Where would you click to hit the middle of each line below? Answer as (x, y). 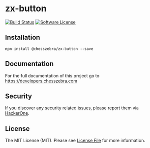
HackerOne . (17, 113)
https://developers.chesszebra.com (41, 81)
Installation (23, 37)
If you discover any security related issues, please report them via (72, 108)
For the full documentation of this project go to (52, 75)
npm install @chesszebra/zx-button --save (49, 49)
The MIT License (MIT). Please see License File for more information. (75, 141)
